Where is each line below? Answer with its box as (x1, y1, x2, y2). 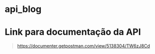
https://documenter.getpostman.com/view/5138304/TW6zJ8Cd (17, 43, 150, 49)
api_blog (5, 3, 41, 15)
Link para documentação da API (5, 26, 141, 38)
